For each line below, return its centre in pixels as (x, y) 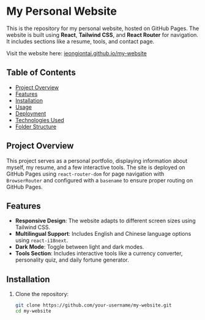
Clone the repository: (42, 294)
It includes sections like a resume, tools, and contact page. (80, 41)
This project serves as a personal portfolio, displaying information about (97, 160)
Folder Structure (36, 127)
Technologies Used (39, 120)
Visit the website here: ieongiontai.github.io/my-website (76, 53)
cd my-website (33, 311)
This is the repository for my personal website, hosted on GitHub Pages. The (103, 28)
